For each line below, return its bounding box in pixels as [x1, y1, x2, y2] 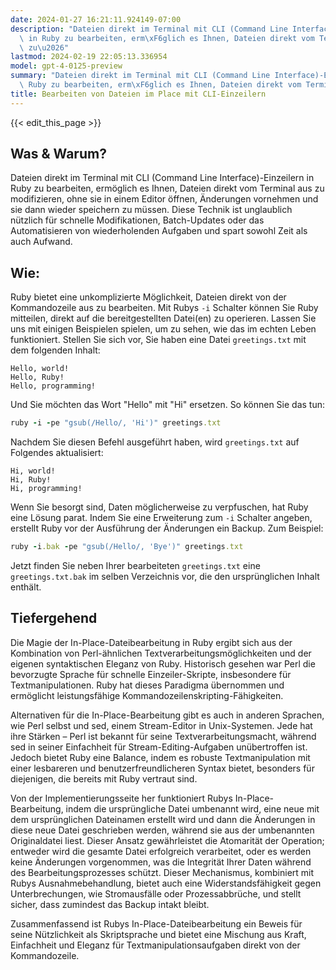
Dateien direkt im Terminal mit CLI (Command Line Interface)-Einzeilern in [10, 172, 315, 184]
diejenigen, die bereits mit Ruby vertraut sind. [10, 772, 198, 785]
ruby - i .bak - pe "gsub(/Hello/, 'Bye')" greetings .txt [10, 542, 244, 552]
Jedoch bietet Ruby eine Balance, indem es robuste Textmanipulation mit [10, 751, 311, 763]
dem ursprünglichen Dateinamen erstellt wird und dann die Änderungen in [10, 813, 316, 825]
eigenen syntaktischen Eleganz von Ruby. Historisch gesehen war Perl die [10, 657, 316, 670]
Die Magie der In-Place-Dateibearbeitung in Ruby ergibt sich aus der [10, 636, 293, 648]
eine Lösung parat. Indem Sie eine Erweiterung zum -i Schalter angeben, [10, 512, 313, 524]
